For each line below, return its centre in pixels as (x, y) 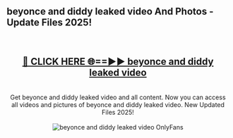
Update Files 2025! (49, 23)
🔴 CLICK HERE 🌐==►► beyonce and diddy (118, 62)
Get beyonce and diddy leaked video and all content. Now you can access (118, 97)
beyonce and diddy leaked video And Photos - (110, 12)
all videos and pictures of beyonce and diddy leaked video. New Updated (118, 104)
